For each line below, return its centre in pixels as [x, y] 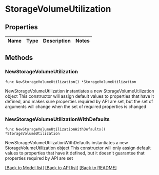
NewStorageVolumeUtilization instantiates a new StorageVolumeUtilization [80, 91]
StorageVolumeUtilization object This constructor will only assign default [78, 148]
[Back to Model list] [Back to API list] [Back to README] [61, 168]
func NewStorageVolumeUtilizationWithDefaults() [55, 129]
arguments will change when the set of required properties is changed [76, 107]
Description [57, 41]
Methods [19, 58]
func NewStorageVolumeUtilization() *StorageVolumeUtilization [71, 82]
